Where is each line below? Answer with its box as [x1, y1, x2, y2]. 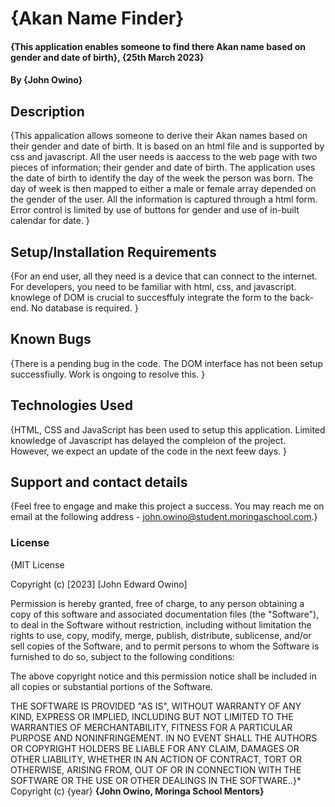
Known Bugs [10, 331, 92, 348]
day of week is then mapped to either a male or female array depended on [10, 183, 317, 195]
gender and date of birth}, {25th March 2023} [10, 51, 205, 63]
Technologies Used [10, 397, 133, 414]
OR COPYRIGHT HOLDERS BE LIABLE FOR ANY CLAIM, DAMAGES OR [10, 742, 300, 754]
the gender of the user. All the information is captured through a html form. [10, 193, 318, 206]
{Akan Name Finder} [10, 7, 185, 30]
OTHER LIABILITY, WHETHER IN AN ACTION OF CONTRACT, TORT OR [10, 753, 302, 765]
